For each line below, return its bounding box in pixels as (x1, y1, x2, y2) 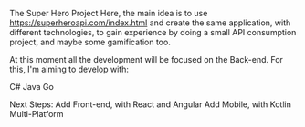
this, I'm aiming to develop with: (9, 63, 130, 74)
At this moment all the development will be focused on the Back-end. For (9, 54, 283, 64)
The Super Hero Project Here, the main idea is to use (9, 8, 208, 18)
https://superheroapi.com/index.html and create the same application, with (9, 17, 291, 28)
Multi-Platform (9, 109, 64, 119)
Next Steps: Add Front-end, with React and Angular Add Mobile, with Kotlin (9, 99, 292, 110)
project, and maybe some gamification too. (9, 36, 171, 47)
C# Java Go (9, 82, 55, 92)
